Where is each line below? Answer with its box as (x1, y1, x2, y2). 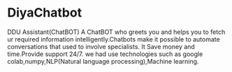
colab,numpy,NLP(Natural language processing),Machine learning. (7, 57, 199, 65)
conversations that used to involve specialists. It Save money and (7, 42, 196, 51)
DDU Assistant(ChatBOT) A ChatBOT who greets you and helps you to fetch (7, 28, 226, 36)
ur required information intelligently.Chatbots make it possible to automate (7, 35, 220, 43)
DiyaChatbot (7, 5, 82, 21)
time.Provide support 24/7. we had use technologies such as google (7, 50, 203, 58)
